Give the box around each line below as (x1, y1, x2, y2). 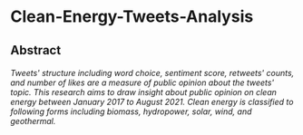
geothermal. (10, 116, 56, 127)
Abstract (10, 43, 62, 58)
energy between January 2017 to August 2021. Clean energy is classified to (10, 97, 294, 108)
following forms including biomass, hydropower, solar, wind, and (10, 106, 252, 117)
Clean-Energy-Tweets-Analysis (10, 6, 254, 27)
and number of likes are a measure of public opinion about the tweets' (10, 77, 275, 88)
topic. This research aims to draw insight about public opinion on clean (10, 87, 278, 98)
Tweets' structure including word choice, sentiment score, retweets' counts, (10, 68, 295, 79)
